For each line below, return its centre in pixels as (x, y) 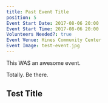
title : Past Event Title (38, 12)
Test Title (24, 94)
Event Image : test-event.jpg (43, 46)
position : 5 (21, 18)
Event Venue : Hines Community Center (54, 40)
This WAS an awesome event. (43, 63)
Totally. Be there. (27, 75)
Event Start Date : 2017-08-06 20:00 (52, 23)
